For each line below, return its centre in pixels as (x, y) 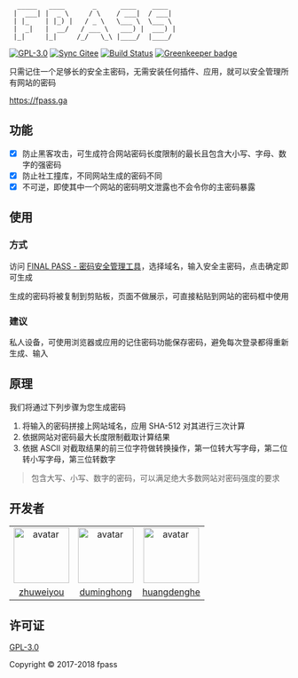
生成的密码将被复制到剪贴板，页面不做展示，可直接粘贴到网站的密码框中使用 (149, 296)
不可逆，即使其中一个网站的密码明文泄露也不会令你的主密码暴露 (138, 186)
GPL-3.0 (24, 647)
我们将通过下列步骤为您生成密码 (67, 406)
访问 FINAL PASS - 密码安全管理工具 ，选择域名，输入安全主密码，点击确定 (145, 266)
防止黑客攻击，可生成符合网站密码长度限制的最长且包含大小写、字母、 (150, 154)
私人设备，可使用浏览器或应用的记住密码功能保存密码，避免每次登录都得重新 (149, 342)
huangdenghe (172, 592)
